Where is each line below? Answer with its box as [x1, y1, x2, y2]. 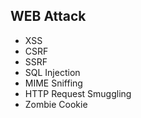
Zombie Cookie [24, 98, 88, 110]
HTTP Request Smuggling [24, 87, 132, 99]
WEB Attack [10, 8, 87, 25]
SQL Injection [24, 66, 81, 78]
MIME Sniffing [24, 77, 83, 89]
